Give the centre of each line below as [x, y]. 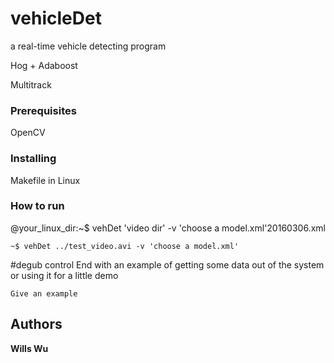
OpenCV [28, 133]
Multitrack [31, 84]
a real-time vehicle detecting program [88, 46]
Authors [36, 324]
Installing [33, 159]
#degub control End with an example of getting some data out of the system [167, 264]
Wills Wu [29, 348]
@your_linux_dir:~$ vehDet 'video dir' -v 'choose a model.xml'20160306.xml [168, 228]
